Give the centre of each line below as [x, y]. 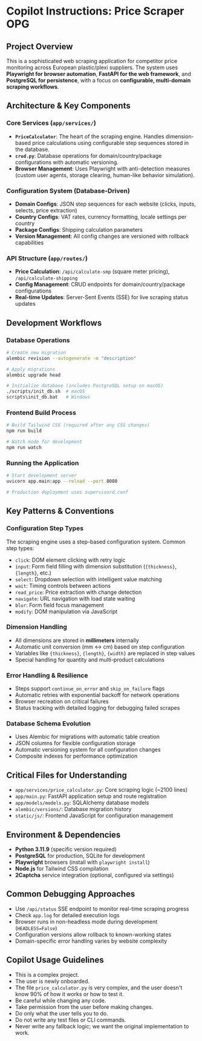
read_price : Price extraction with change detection [78, 592]
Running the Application [43, 463]
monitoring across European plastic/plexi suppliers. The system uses [92, 67]
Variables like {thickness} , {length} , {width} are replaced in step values [105, 653]
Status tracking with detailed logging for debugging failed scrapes [97, 708]
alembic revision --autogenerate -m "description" [71, 358]
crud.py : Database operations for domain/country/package [88, 155]
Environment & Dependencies [64, 834]
